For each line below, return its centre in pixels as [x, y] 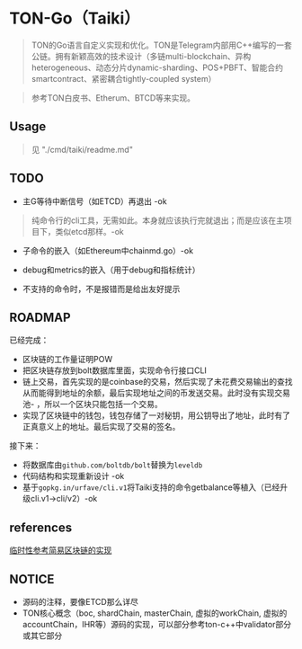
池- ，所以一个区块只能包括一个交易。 [93, 405]
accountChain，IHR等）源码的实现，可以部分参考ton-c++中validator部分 [157, 624]
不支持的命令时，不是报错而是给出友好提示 [101, 289]
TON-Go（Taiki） [75, 18]
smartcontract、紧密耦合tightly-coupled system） [124, 78]
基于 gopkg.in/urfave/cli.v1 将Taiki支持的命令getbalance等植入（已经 [151, 487]
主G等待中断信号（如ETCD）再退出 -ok [95, 201]
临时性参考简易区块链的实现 [61, 550]
